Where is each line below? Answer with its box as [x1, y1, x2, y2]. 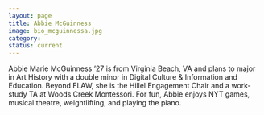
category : [8, 34, 42, 43]
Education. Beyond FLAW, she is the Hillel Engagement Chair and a [8, 81, 230, 91]
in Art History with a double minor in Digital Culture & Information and [8, 72, 237, 82]
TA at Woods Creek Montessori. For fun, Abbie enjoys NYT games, [28, 89, 250, 99]
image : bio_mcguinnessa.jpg [8, 27, 103, 35]
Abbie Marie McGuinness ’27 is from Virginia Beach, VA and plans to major [8, 64, 256, 73]
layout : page [8, 11, 52, 20]
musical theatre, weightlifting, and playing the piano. [8, 98, 182, 108]
